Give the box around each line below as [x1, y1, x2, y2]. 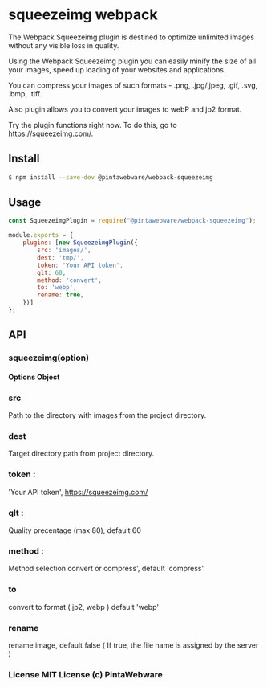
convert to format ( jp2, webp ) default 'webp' [8, 602, 159, 611]
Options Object [8, 372, 60, 382]
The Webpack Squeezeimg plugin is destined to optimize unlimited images [8, 32, 255, 42]
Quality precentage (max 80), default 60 [8, 525, 142, 535]
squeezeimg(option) [8, 352, 90, 363]
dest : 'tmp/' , [37, 253, 84, 262]
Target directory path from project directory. [8, 448, 155, 459]
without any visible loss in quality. [8, 40, 119, 50]
